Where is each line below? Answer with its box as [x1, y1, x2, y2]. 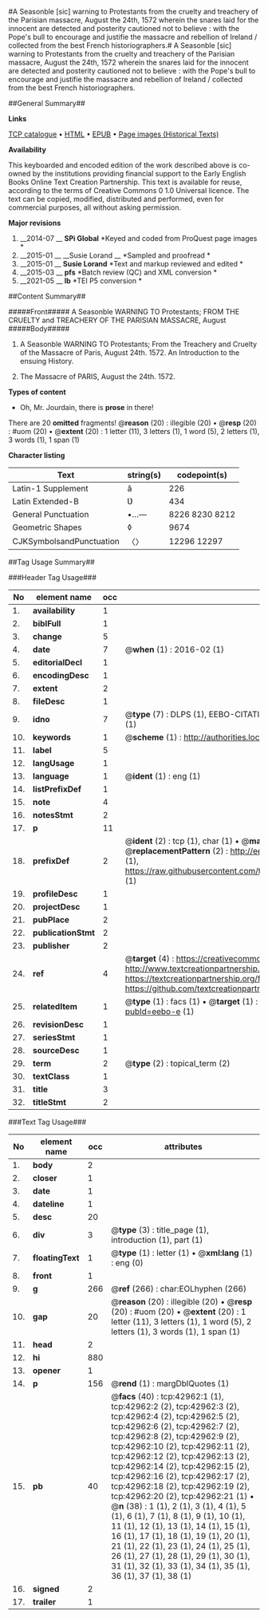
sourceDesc [33, 1045, 80, 1056]
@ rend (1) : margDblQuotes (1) [111, 1378, 230, 1389]
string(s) [127, 470, 162, 480]
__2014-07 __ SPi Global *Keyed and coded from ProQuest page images [19, 234, 258, 243]
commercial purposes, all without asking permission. [8, 203, 182, 212]
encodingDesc [33, 670, 89, 681]
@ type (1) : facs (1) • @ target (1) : [124, 996, 258, 1007]
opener [33, 1365, 61, 1375]
